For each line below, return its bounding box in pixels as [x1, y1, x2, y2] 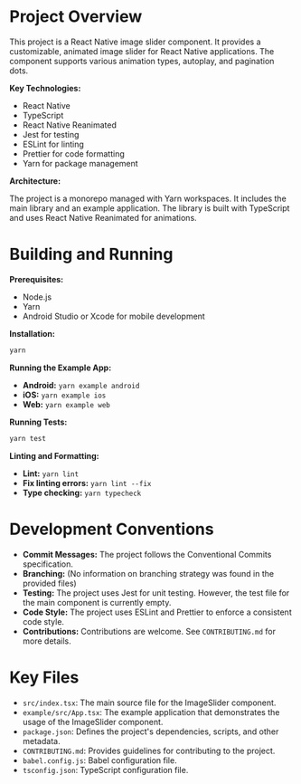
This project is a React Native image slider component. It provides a [9, 36, 261, 47]
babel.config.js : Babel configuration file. [22, 754, 178, 766]
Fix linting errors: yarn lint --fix [22, 477, 152, 488]
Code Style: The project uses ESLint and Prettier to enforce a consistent [22, 607, 292, 617]
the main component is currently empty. [22, 597, 172, 607]
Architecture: [9, 175, 61, 186]
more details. [22, 636, 72, 646]
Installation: [9, 328, 56, 339]
